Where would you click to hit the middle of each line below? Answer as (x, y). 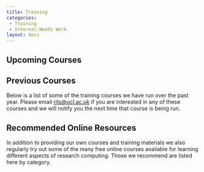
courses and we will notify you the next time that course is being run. (93, 109)
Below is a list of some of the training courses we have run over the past (97, 95)
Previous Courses (41, 80)
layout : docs (23, 35)
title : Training (27, 12)
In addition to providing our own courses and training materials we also (96, 143)
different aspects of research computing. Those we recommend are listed (100, 156)
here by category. (29, 162)
